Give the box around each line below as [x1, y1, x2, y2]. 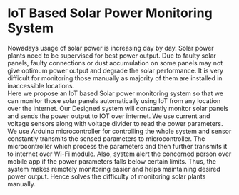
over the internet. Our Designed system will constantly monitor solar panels [7, 104, 229, 112]
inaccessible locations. [7, 81, 75, 90]
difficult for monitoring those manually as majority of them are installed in [7, 73, 223, 83]
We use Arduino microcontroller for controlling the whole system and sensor [7, 127, 232, 135]
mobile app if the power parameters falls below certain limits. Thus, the [7, 157, 216, 165]
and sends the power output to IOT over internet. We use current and [7, 112, 210, 120]
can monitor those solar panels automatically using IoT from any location [7, 96, 221, 105]
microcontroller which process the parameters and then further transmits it [7, 142, 228, 150]
